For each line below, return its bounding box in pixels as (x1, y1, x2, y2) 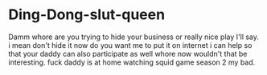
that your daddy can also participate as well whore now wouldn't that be (8, 49, 248, 58)
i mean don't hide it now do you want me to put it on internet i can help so (8, 40, 253, 49)
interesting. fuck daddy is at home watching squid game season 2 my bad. (8, 57, 256, 67)
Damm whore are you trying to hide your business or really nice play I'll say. (8, 32, 260, 41)
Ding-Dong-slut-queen (8, 6, 166, 24)
